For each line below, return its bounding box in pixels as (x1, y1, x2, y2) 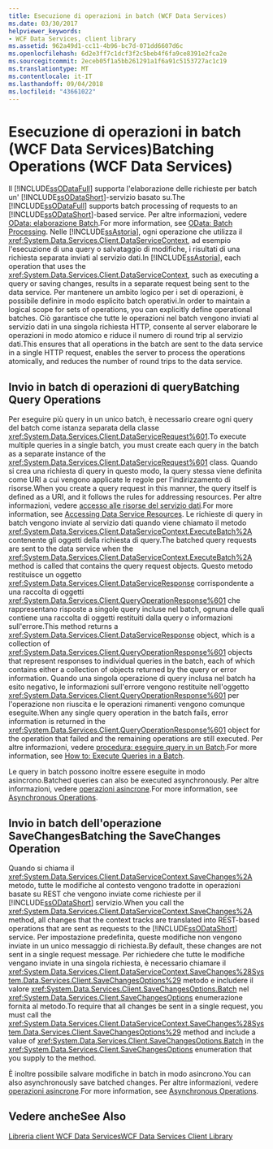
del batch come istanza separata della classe (8, 423, 160, 433)
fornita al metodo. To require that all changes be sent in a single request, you (8, 1001, 263, 1011)
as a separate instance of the (8, 449, 106, 459)
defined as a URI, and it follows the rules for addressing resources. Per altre (8, 492, 262, 502)
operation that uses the (8, 262, 87, 271)
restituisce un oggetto (8, 570, 82, 579)
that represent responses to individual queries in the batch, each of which (8, 656, 256, 666)
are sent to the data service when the (8, 544, 134, 553)
